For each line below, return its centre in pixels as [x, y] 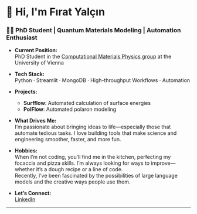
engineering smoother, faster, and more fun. [68, 140]
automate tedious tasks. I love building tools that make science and [96, 133]
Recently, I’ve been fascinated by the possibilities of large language [96, 176]
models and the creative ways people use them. [72, 182]
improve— [163, 163]
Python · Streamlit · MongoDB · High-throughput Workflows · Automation [102, 80]
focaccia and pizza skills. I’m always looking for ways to [82, 163]
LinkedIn [25, 199]
